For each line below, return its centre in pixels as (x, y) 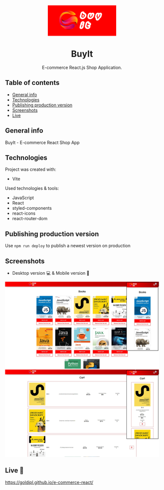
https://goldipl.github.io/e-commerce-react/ (49, 482)
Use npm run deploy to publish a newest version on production (68, 246)
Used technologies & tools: (32, 188)
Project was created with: (31, 169)
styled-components (32, 208)
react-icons (24, 213)
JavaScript (23, 198)
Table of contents (32, 83)
